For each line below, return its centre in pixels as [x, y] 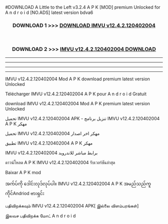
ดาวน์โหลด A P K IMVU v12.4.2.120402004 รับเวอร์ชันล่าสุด [60, 162]
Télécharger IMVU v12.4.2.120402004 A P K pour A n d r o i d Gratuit [76, 94]
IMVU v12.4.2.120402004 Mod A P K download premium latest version [77, 79]
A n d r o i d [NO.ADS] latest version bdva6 [49, 12]
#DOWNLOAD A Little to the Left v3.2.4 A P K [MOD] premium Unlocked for [83, 7]
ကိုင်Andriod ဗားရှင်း [25, 193]
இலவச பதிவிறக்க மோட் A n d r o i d [40, 216]
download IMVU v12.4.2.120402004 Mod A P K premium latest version [77, 103]
